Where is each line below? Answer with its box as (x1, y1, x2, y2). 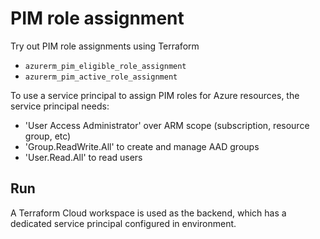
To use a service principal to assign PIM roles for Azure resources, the (10, 89, 300, 101)
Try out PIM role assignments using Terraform (10, 40, 200, 52)
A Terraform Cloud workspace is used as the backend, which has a (10, 207, 287, 219)
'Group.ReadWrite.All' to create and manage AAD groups (24, 140, 260, 152)
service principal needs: (10, 100, 110, 112)
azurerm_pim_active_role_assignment (24, 72, 178, 82)
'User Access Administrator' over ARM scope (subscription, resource (24, 119, 310, 131)
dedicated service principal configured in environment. (10, 217, 237, 229)
